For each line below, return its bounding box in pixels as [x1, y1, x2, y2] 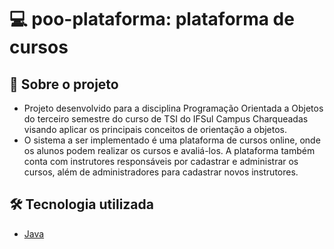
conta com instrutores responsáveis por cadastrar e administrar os [23, 156, 299, 167]
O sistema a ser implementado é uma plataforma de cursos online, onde [23, 134, 321, 146]
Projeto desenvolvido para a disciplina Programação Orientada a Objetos [23, 102, 324, 114]
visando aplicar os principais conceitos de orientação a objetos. [23, 124, 288, 135]
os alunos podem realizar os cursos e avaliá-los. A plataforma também [23, 145, 316, 156]
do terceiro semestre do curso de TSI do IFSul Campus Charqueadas [23, 113, 309, 125]
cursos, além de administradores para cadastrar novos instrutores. [23, 166, 299, 178]
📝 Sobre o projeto [9, 76, 119, 93]
